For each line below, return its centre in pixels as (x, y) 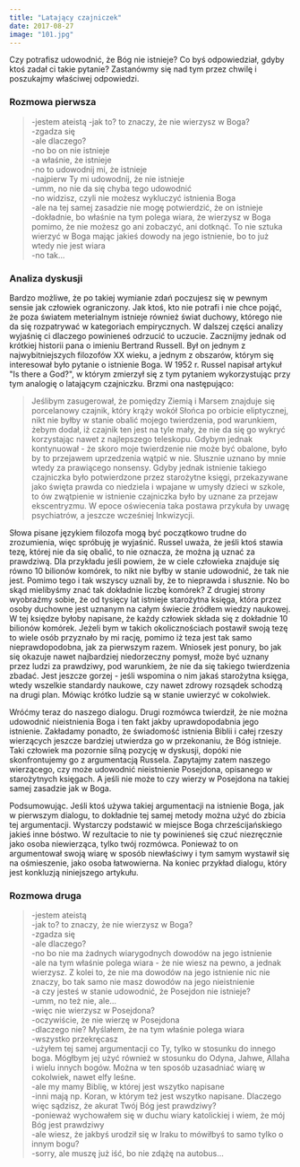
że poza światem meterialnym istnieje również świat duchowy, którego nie (146, 317)
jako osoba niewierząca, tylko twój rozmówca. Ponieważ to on (124, 843)
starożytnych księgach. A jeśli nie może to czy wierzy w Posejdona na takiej (149, 779)
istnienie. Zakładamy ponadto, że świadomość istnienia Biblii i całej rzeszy (146, 731)
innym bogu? (55, 1144)
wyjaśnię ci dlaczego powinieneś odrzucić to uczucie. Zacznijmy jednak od (148, 335)
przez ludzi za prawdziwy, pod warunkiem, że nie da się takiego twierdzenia (150, 666)
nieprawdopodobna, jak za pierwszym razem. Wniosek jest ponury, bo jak (146, 647)
